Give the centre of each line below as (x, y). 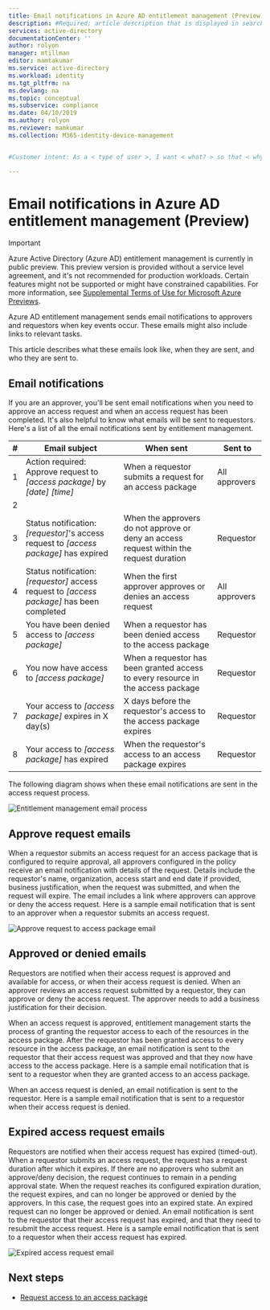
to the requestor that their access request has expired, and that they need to (135, 1220)
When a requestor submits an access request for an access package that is (133, 853)
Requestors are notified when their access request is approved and (120, 973)
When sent (166, 449)
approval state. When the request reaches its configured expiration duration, (135, 1185)
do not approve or (157, 528)
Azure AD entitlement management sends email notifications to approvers (131, 317)
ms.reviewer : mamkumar (46, 128)
